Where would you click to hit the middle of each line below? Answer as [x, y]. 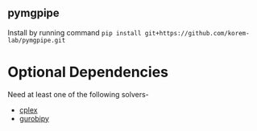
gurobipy [34, 118]
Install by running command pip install [75, 32]
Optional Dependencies [88, 72]
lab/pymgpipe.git [37, 40]
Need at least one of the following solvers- [79, 94]
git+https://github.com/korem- [197, 33]
